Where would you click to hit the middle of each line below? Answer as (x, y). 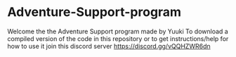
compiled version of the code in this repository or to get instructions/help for (118, 38)
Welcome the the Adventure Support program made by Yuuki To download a (118, 31)
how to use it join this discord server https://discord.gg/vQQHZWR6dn (109, 46)
